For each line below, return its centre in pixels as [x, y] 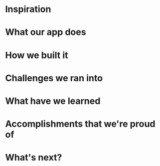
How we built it [37, 55]
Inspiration [28, 9]
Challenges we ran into [54, 78]
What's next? [34, 158]
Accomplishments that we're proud [80, 124]
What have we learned [53, 101]
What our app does [46, 32]
